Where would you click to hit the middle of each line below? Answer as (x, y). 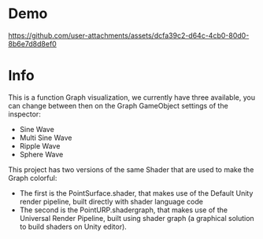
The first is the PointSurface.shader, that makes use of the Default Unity (136, 193)
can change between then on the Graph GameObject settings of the (118, 105)
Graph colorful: (33, 178)
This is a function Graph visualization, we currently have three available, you (132, 97)
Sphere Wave (41, 154)
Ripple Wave (40, 145)
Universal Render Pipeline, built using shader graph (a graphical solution (137, 218)
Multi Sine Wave (46, 138)
